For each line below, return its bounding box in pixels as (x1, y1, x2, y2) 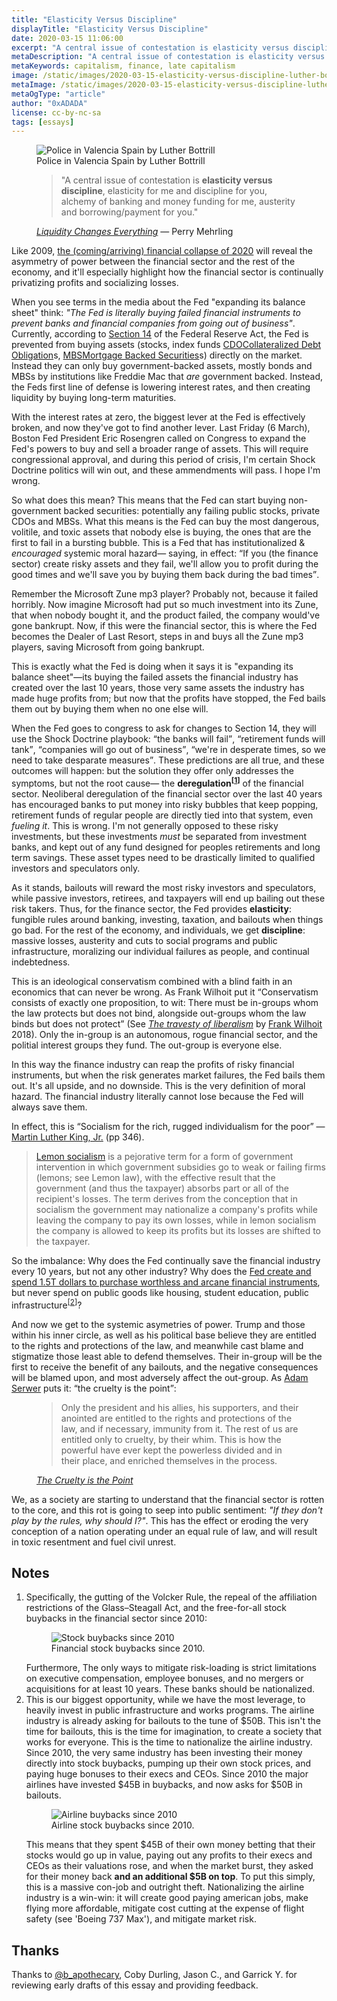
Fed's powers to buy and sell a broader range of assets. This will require (11, 443, 309, 455)
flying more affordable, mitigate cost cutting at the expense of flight (25, 1902, 305, 1915)
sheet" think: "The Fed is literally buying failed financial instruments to (11, 307, 301, 319)
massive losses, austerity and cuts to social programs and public (11, 934, 278, 946)
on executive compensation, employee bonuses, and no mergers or (25, 1672, 304, 1685)
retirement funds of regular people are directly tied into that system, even (11, 809, 314, 821)
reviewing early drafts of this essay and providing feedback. (11, 1979, 259, 1991)
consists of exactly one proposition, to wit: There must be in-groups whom (11, 996, 319, 1008)
